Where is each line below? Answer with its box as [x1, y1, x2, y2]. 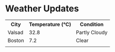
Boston [7, 37, 24, 44]
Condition [80, 21, 104, 28]
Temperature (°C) [29, 21, 71, 28]
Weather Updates [5, 3, 79, 14]
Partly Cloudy [76, 29, 108, 36]
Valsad [7, 29, 24, 36]
